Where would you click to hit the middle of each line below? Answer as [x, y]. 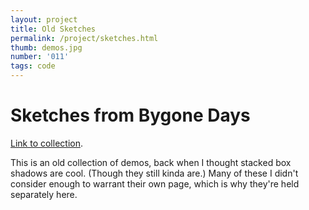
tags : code [33, 66]
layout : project [44, 19]
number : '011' [40, 57]
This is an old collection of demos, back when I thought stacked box [151, 162]
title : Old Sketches [53, 29]
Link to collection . [46, 143]
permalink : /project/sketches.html [84, 38]
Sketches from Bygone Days [130, 115]
